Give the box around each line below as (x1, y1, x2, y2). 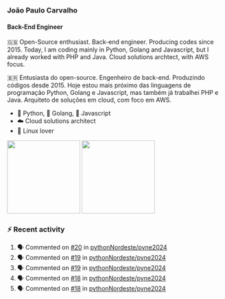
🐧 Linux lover (16, 126, 54, 135)
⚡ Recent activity (7, 225, 65, 234)
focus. (7, 60, 25, 69)
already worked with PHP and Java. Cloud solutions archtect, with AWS (7, 53, 209, 61)
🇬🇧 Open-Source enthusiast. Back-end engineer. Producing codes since (7, 38, 214, 46)
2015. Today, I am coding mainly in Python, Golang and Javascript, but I (7, 45, 209, 54)
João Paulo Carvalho (7, 5, 78, 15)
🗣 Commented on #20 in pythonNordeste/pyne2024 (16, 243, 167, 252)
